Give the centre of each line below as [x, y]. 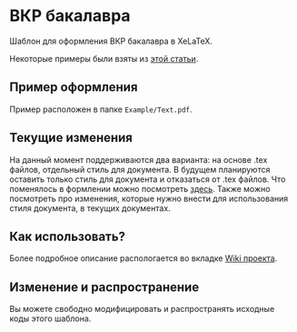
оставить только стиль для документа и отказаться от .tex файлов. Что [148, 179]
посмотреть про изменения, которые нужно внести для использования [149, 198]
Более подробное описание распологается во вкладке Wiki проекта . [144, 258]
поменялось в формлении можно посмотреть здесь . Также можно [140, 188]
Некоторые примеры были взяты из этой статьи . [104, 58]
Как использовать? [67, 236]
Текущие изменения [71, 138]
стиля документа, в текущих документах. [90, 208]
